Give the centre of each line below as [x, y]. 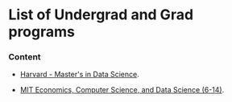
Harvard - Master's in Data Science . [79, 75]
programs [41, 32]
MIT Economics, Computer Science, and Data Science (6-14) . [122, 90]
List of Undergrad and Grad [101, 15]
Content [25, 57]
